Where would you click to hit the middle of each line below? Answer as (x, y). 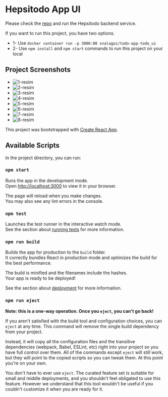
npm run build (22, 242)
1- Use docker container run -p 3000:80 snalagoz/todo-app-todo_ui (84, 43)
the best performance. (29, 263)
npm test (16, 213)
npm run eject (22, 301)
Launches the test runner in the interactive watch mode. (64, 224)
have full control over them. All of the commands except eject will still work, (84, 352)
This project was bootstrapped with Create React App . (62, 129)
